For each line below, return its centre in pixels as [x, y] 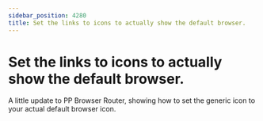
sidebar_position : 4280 [48, 15]
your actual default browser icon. [62, 109]
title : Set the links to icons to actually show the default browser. [127, 23]
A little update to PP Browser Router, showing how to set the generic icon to [132, 100]
